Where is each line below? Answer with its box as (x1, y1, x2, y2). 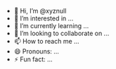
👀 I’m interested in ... (13, 14, 74, 23)
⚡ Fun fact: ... (13, 55, 53, 63)
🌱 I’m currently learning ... (13, 22, 89, 30)
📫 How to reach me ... (13, 37, 79, 45)
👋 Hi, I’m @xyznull (13, 7, 67, 15)
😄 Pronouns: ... (13, 47, 60, 56)
